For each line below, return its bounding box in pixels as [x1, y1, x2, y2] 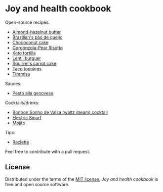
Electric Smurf [12, 114, 42, 120]
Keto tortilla [12, 50, 36, 56]
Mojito [12, 120, 26, 126]
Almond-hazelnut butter [12, 29, 61, 35]
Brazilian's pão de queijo [12, 34, 63, 40]
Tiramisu [12, 71, 31, 77]
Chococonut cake [12, 39, 49, 45]
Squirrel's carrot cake [12, 60, 57, 66]
